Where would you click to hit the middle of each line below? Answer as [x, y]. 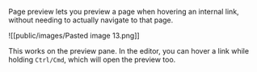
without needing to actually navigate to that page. [91, 20]
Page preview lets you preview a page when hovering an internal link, [124, 12]
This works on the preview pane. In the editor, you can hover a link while [128, 51]
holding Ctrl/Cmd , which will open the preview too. [92, 60]
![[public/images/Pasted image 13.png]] [74, 36]
